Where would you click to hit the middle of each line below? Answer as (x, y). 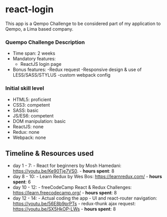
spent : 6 (22, 182)
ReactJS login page (41, 64)
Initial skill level (25, 88)
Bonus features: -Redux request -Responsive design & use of (77, 69)
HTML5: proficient (32, 99)
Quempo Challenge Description (45, 42)
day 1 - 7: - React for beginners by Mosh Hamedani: (67, 166)
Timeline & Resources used (50, 153)
